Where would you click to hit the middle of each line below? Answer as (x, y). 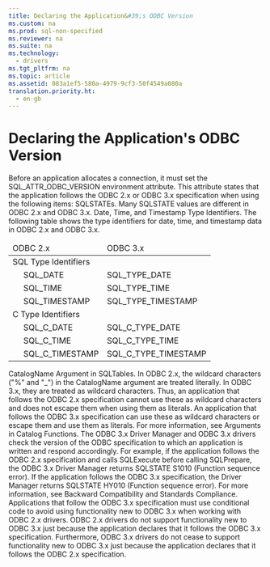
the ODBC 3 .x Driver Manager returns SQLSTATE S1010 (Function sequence (134, 468)
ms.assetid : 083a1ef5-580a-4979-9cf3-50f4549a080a (95, 83)
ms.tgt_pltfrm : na (39, 69)
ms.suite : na (30, 46)
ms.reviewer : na (36, 38)
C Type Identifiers (46, 315)
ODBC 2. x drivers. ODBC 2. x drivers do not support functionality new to (128, 520)
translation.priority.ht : (52, 91)
